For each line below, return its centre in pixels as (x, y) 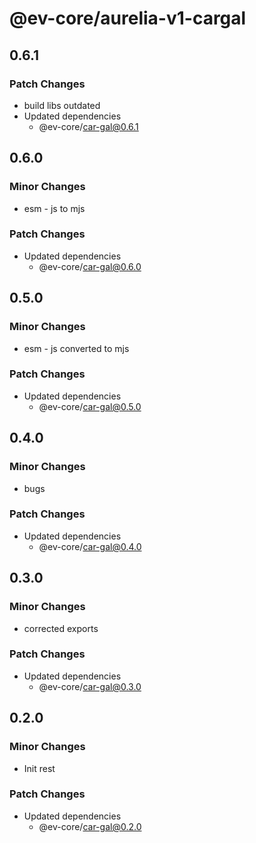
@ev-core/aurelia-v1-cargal (128, 18)
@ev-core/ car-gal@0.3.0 (90, 686)
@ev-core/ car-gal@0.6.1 (88, 126)
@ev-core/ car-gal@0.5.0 (90, 406)
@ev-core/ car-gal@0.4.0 (90, 546)
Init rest (39, 768)
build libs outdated (62, 105)
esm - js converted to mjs (76, 348)
